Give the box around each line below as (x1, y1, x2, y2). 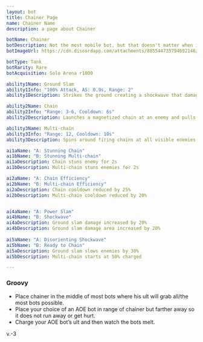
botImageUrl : (6, 48, 39, 54)
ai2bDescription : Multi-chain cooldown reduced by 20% (6, 192, 147, 199)
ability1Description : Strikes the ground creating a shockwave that (6, 92, 182, 99)
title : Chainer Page (6, 15, 59, 21)
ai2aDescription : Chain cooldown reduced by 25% (6, 186, 131, 192)
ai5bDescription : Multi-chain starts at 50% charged (6, 254, 142, 260)
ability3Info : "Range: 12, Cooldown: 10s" (6, 131, 115, 137)
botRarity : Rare (6, 64, 47, 70)
